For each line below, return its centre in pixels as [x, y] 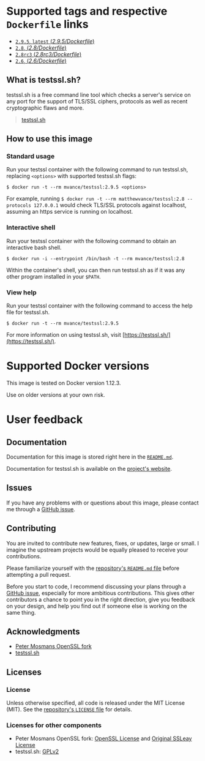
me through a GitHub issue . [41, 509]
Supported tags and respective [87, 11]
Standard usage [31, 156]
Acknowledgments [43, 632]
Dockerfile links [47, 24]
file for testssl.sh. [28, 312]
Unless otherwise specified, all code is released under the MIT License [96, 703]
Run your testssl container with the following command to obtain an [91, 241]
